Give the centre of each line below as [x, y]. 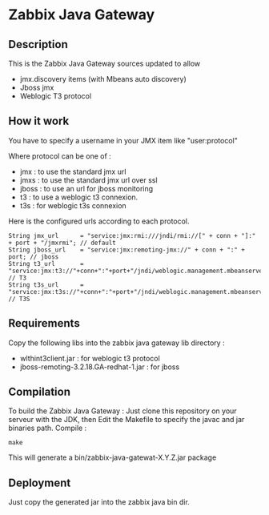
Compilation [39, 392]
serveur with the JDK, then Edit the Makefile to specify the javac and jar [126, 420]
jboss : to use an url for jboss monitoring [86, 188]
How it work [39, 121]
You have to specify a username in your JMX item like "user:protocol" [123, 140]
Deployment [40, 483]
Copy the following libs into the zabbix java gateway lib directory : [117, 343]
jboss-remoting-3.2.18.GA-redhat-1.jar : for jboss [100, 367]
